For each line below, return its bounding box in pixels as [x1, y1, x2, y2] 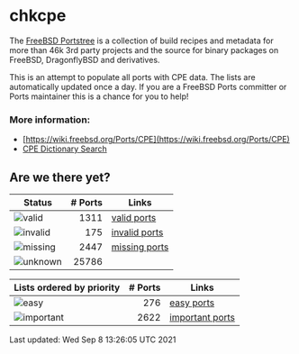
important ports [169, 312, 236, 324]
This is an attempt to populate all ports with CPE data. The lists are [9, 71, 256, 82]
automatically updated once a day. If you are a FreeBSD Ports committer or [9, 81, 287, 92]
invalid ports [111, 226, 164, 239]
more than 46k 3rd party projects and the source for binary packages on [9, 44, 279, 55]
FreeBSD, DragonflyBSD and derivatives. [9, 54, 160, 65]
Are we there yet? [9, 169, 111, 185]
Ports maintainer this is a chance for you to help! [9, 91, 189, 102]
